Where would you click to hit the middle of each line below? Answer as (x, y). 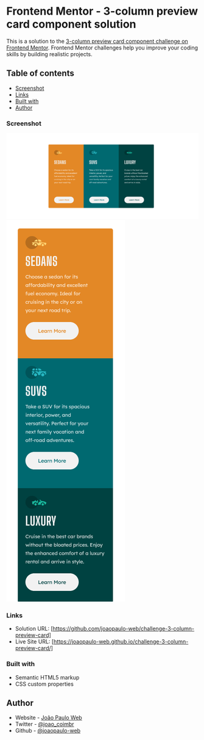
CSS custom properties (44, 684)
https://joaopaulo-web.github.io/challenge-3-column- (121, 642)
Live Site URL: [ (34, 642)
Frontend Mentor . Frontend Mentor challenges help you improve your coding (102, 48)
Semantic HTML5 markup (47, 677)
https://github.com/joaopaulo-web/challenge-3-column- (124, 629)
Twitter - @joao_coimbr (44, 724)
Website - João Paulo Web (48, 718)
